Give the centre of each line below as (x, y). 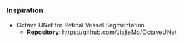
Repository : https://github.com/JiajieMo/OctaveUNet (102, 32)
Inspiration (25, 10)
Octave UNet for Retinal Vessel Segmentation (80, 25)
